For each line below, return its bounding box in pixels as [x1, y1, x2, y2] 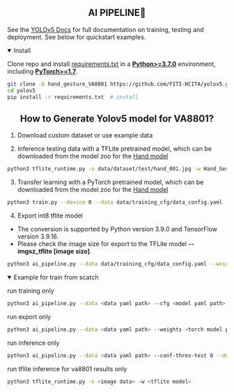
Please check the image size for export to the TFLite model [17, 240, 187, 247]
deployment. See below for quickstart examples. [7, 33, 146, 41]
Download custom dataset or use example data [17, 131, 153, 140]
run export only [7, 312, 52, 320]
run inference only [7, 338, 60, 347]
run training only [7, 286, 54, 295]
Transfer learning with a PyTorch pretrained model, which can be [17, 178, 204, 186]
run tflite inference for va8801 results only [7, 364, 127, 373]
